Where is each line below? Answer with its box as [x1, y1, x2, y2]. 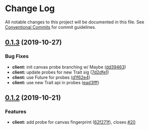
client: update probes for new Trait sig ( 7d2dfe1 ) [12, 69, 109, 75]
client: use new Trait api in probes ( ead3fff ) [12, 79, 99, 85]
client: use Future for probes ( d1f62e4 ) [12, 74, 91, 80]
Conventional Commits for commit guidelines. [5, 24, 96, 30]
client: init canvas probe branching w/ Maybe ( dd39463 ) [12, 64, 126, 70]
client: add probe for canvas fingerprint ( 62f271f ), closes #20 [12, 119, 136, 125]
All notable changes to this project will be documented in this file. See [5, 19, 145, 25]
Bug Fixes [5, 53, 29, 60]
